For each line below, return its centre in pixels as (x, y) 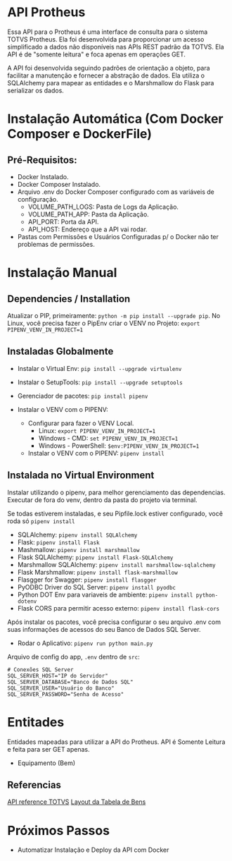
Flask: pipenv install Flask (58, 542)
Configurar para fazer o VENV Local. (81, 423)
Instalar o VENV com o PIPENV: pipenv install (96, 453)
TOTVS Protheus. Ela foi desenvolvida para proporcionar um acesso (106, 39)
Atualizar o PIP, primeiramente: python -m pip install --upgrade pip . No (114, 315)
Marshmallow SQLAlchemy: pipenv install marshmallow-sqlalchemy (116, 564)
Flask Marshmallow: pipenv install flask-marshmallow (97, 572)
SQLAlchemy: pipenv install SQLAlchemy (77, 535)
